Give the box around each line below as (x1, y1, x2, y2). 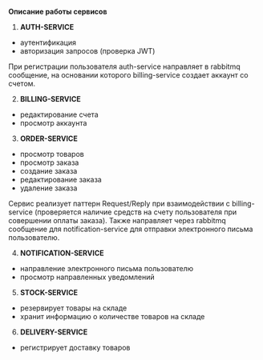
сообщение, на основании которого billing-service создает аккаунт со (8, 70, 249, 79)
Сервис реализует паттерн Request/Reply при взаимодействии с (8, 199, 231, 208)
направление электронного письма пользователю (19, 264, 194, 273)
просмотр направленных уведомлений (19, 272, 155, 282)
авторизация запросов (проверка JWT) (19, 46, 156, 55)
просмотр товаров (19, 150, 84, 158)
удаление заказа (19, 183, 78, 193)
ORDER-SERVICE (19, 134, 78, 143)
